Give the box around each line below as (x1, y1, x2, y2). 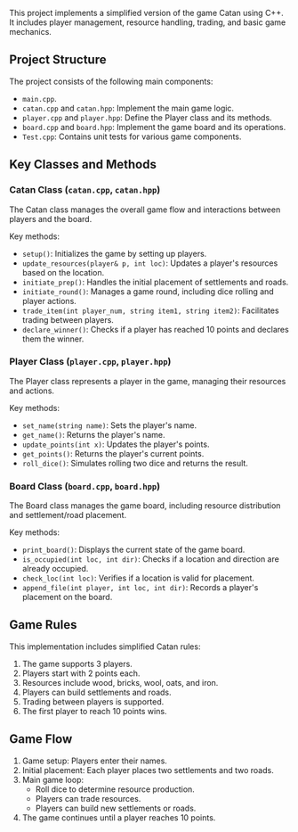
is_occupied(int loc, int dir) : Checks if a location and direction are (21, 554, 280, 564)
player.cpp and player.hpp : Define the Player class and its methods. (21, 111, 273, 123)
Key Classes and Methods (9, 157, 157, 172)
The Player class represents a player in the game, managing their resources (9, 375, 286, 386)
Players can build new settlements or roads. (35, 803, 197, 813)
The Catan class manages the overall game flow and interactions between (9, 204, 281, 215)
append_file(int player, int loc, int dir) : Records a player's (21, 582, 259, 593)
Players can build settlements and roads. (21, 687, 172, 697)
